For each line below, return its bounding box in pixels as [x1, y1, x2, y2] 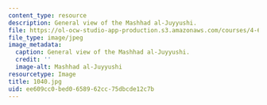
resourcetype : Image [8, 70, 77, 78]
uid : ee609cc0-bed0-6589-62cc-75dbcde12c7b [8, 84, 155, 93]
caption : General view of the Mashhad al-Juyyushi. [15, 48, 191, 56]
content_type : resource [8, 11, 87, 20]
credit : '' [15, 56, 52, 64]
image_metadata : [8, 41, 62, 49]
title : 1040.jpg [8, 77, 62, 85]
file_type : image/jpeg [8, 33, 83, 42]
